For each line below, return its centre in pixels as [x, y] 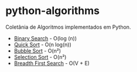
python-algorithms [53, 11]
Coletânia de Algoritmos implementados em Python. [68, 27]
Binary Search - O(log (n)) [45, 38]
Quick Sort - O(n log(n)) [42, 44]
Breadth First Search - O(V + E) [52, 63]
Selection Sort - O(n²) [40, 57]
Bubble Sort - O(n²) [37, 50]
